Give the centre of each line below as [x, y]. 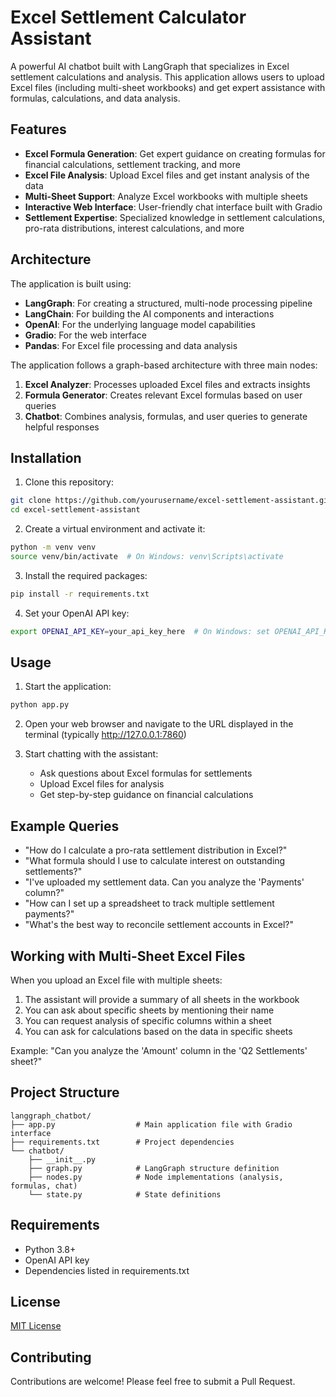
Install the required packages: [86, 575]
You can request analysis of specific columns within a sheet [148, 1020]
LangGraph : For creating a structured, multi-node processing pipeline [168, 303]
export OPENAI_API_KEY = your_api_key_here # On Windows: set [140, 631]
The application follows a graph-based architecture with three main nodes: [164, 365]
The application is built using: [71, 283]
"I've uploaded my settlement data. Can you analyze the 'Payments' [164, 882]
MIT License [36, 1326]
